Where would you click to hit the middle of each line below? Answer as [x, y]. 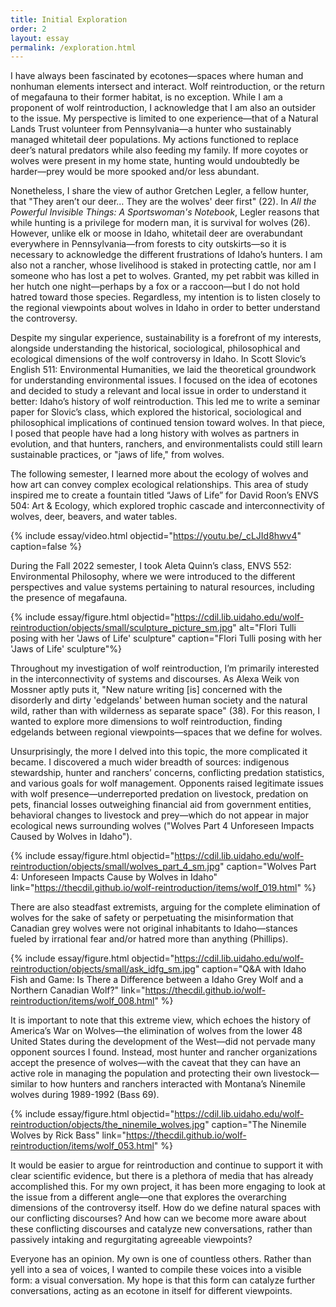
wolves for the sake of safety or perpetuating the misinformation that [152, 918]
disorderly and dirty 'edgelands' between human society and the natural [159, 700]
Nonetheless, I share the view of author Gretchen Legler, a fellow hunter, [159, 191]
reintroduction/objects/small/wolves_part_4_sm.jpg [115, 867]
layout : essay [40, 38]
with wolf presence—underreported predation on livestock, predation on [159, 794]
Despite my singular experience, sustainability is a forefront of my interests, [166, 338]
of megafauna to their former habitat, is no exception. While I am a [146, 97]
